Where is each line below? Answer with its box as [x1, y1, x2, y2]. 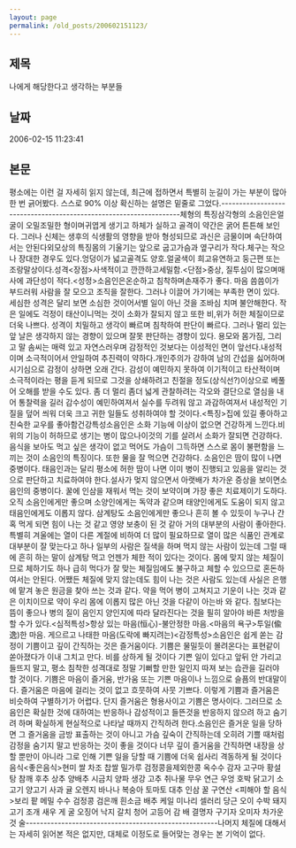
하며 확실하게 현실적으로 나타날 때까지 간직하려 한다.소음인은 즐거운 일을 [18, 718, 267, 729]
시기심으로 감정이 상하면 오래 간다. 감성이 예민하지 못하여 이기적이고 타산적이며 [9, 364, 281, 374]
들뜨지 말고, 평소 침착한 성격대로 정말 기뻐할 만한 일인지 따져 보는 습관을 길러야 [9, 662, 280, 673]
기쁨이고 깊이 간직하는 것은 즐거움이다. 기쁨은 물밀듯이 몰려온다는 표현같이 [25, 640, 281, 651]
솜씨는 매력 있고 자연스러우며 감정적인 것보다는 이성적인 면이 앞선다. [27, 342, 262, 352]
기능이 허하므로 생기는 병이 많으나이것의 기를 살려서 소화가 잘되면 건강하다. [25, 430, 283, 441]
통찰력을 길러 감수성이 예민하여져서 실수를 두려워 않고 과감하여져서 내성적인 [18, 397, 278, 407]
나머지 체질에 [217, 817, 263, 828]
